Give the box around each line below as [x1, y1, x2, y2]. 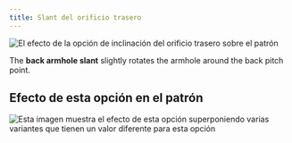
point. [9, 64, 31, 75]
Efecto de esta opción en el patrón [9, 90, 204, 105]
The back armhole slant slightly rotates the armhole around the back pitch [9, 55, 284, 65]
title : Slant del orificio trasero [9, 13, 142, 22]
